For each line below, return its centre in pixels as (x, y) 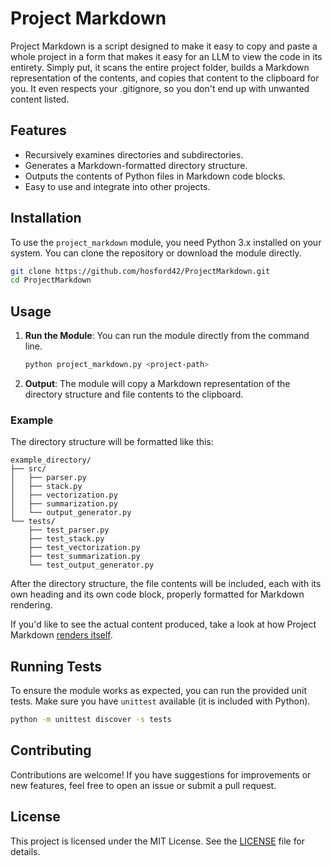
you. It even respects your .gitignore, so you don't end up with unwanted (160, 88)
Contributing (51, 750)
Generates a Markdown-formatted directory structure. (136, 165)
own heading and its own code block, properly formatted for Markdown (157, 594)
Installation (46, 218)
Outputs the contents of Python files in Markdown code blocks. (155, 176)
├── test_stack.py (66, 539)
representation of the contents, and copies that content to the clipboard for (165, 78)
